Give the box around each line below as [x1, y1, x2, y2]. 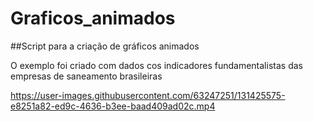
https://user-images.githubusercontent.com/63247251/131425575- [10, 89, 286, 101]
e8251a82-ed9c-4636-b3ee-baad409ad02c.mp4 [10, 100, 216, 112]
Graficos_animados [10, 7, 176, 30]
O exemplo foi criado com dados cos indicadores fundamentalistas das [10, 59, 303, 71]
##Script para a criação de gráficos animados [10, 40, 200, 52]
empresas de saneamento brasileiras [10, 70, 163, 82]
